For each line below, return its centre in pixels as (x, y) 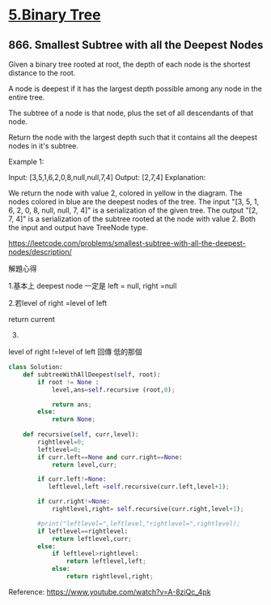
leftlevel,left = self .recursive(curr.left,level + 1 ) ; (139, 487)
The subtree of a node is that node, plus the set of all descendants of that (131, 113)
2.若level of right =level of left (58, 303)
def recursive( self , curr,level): (81, 435)
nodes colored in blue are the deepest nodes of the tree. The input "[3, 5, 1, (134, 202)
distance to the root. (42, 73)
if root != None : (68, 382)
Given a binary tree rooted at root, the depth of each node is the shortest (129, 64)
